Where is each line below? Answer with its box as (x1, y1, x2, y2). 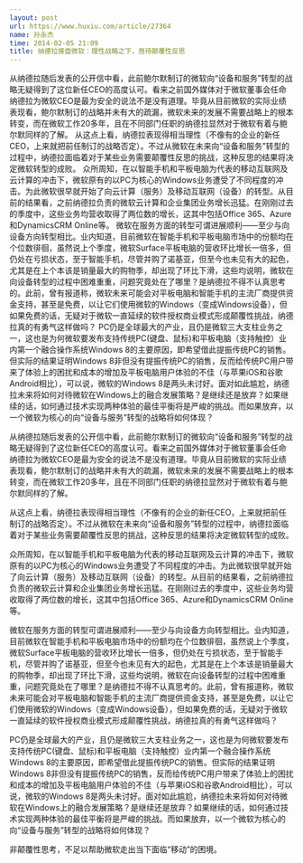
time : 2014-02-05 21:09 (9, 38, 99, 48)
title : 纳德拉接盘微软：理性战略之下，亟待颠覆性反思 (9, 47, 186, 56)
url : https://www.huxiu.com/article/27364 (9, 22, 171, 31)
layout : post (9, 13, 59, 23)
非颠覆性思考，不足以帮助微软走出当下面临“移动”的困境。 (9, 844, 223, 855)
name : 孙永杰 (9, 30, 54, 39)
